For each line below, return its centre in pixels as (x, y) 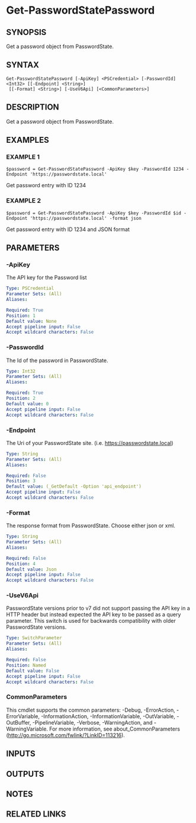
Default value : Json (32, 569)
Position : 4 (21, 563)
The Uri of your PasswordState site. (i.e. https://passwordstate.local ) (90, 443)
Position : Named (26, 665)
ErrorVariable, (23, 716)
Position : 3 (21, 481)
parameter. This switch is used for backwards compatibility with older (91, 621)
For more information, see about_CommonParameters (115, 729)
